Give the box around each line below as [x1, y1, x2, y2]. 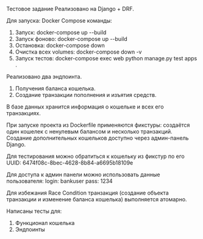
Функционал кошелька [15, 219, 75, 226]
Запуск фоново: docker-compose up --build [15, 35, 128, 42]
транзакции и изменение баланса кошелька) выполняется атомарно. [6, 196, 187, 203]
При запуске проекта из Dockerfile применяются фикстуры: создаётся [6, 121, 190, 129]
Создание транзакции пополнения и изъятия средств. [15, 91, 157, 98]
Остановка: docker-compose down [15, 42, 105, 49]
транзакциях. [6, 110, 41, 116]
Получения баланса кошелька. [15, 85, 96, 92]
